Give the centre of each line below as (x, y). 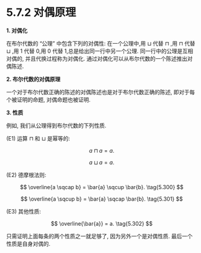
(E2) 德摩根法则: (26, 175)
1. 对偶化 (17, 30)
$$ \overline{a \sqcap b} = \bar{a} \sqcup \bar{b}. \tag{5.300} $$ (102, 187)
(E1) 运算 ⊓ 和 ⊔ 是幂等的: (38, 138)
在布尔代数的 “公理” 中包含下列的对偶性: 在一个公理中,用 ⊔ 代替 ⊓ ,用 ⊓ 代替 (101, 43)
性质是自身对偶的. (28, 243)
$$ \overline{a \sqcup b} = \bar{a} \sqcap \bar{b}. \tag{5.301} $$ (102, 199)
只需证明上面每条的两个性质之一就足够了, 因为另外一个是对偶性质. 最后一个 (99, 236)
